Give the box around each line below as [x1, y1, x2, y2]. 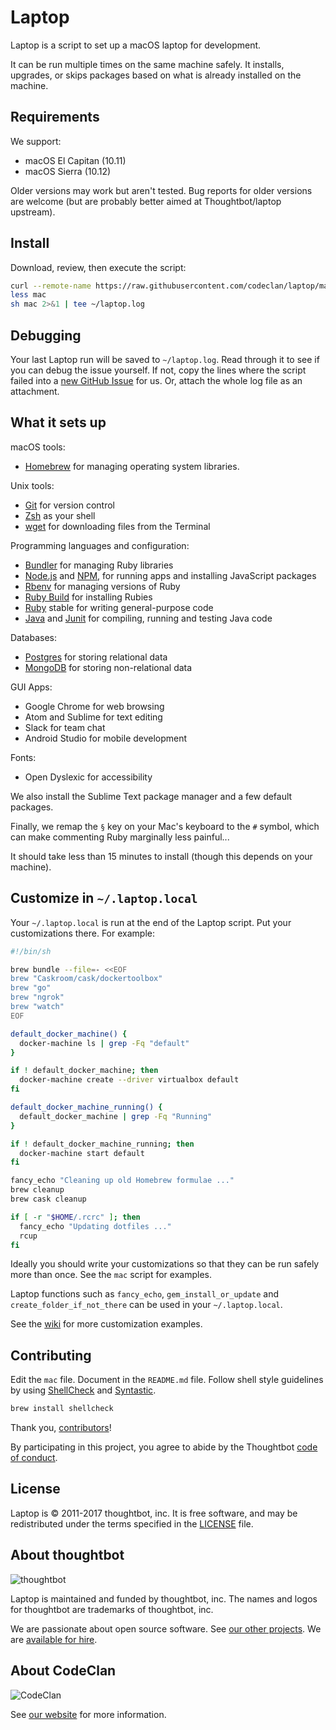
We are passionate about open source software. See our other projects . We [10, 1622, 322, 1635]
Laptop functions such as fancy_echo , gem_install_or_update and [10, 1288, 280, 1300]
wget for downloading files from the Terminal [24, 520, 211, 532]
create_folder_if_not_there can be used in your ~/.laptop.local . [10, 1299, 283, 1311]
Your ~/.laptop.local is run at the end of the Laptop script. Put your [10, 916, 292, 928]
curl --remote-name [10, 281, 92, 291]
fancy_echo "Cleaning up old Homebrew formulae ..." [10, 1176, 235, 1186]
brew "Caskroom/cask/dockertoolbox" [10, 974, 163, 984]
